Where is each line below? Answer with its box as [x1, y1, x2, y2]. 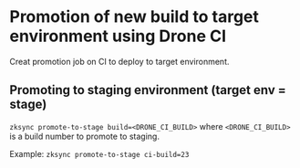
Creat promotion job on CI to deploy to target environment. [9, 56, 230, 67]
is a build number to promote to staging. [9, 131, 160, 142]
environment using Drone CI [9, 26, 226, 47]
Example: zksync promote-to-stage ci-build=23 [9, 148, 190, 159]
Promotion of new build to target [9, 6, 260, 27]
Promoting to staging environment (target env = [9, 82, 286, 98]
